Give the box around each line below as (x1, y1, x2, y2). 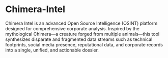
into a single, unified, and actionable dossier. (5, 47, 99, 53)
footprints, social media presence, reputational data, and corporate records (5, 41, 163, 47)
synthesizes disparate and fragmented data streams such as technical (5, 36, 153, 42)
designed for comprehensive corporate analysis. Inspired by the (5, 25, 140, 31)
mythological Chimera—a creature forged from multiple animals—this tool (5, 31, 159, 37)
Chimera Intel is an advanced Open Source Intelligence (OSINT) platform (5, 20, 158, 26)
